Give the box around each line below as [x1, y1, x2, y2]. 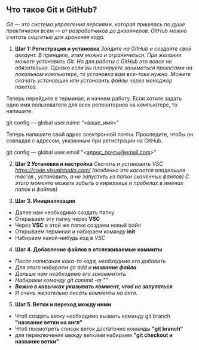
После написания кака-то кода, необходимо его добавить [14, 257, 166, 264]
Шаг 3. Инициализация [14, 197, 76, 204]
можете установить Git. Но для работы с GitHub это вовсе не [14, 57, 172, 65]
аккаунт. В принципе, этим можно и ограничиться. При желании [14, 51, 182, 59]
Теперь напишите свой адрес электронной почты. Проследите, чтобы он [6, 130, 194, 138]
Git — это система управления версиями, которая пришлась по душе [6, 20, 185, 28]
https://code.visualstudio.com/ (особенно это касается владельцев [14, 166, 186, 174]
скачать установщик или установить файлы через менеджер [14, 77, 173, 84]
